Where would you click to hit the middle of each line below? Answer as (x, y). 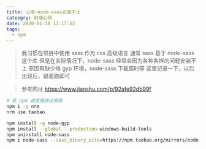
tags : (13, 29)
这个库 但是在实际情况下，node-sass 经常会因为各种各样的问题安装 (106, 61)
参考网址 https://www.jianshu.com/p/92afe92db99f (86, 89)
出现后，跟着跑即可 (46, 76)
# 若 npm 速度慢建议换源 (34, 101)
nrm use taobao (26, 112)
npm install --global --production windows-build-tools (79, 129)
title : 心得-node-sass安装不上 (44, 12)
